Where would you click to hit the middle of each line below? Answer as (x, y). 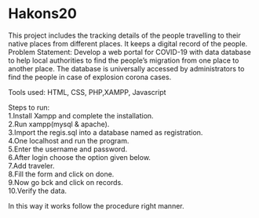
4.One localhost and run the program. (69, 140)
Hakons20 (42, 14)
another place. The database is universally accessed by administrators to (126, 68)
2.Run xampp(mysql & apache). (59, 124)
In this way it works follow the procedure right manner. (96, 205)
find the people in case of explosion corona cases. (90, 77)
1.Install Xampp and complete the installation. (81, 115)
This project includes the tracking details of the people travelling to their (124, 35)
